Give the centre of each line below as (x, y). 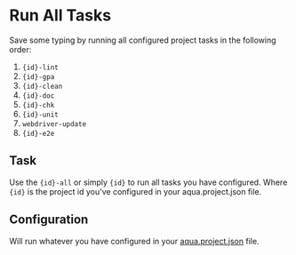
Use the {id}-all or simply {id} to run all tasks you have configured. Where (148, 182)
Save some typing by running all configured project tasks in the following (143, 40)
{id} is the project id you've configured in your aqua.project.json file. (136, 191)
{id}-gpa (38, 76)
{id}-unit (40, 115)
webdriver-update (54, 124)
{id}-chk (38, 105)
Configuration (49, 220)
